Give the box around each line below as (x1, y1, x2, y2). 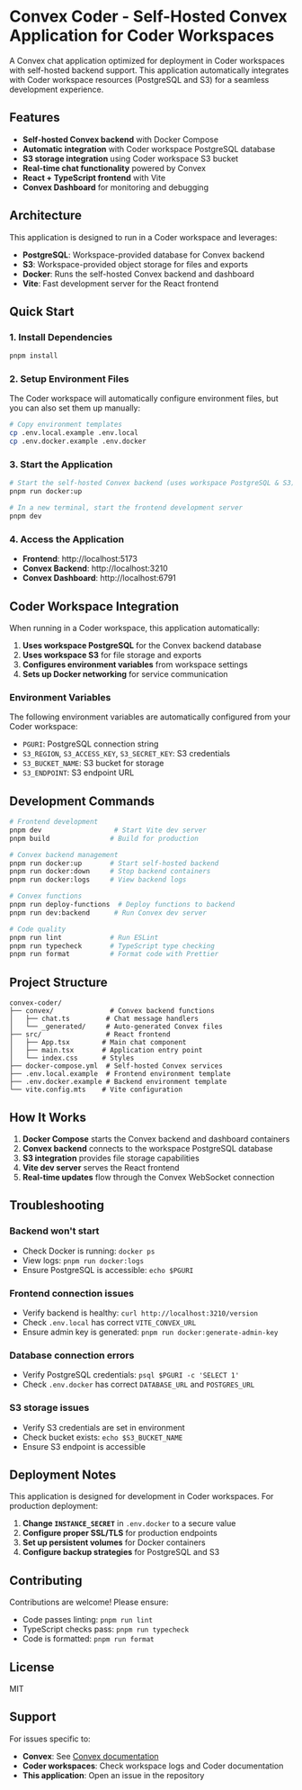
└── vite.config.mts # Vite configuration (9, 1085, 182, 1095)
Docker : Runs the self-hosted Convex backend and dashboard (22, 268, 254, 279)
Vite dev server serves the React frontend (22, 1162, 180, 1172)
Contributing (9, 1573, 83, 1588)
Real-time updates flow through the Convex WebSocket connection (22, 1171, 275, 1182)
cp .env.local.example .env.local (9, 429, 139, 438)
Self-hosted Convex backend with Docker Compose (22, 133, 218, 145)
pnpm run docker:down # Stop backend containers (9, 867, 211, 876)
